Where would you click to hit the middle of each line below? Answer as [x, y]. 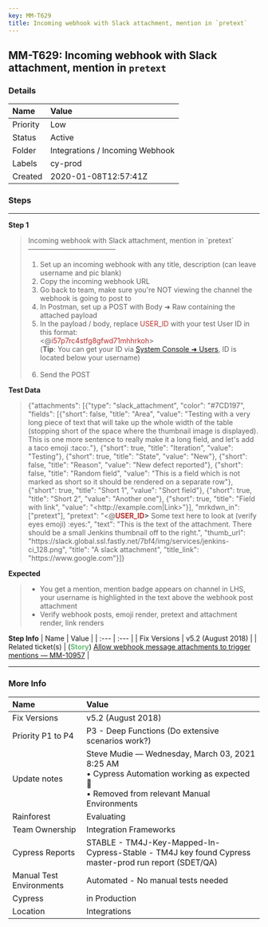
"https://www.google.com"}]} [76, 558]
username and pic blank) [81, 273]
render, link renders [72, 623]
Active [62, 138]
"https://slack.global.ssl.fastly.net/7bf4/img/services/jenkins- [128, 541]
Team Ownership [44, 829]
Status [24, 138]
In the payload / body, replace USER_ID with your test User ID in [144, 324]
